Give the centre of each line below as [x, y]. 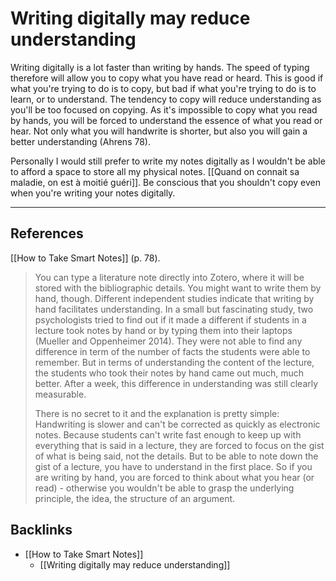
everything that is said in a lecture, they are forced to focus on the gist [179, 445]
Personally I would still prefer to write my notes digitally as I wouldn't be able [168, 161]
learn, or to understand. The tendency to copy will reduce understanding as [166, 99]
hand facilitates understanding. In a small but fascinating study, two [174, 309]
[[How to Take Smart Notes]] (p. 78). [85, 258]
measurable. [60, 394]
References [47, 233]
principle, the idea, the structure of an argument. [135, 498]
